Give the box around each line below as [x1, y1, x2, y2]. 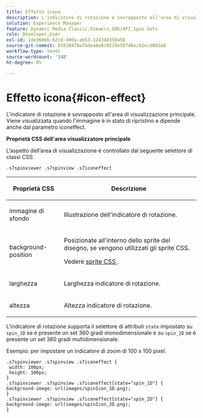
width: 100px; [8, 364, 45, 371]
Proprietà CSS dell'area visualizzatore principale [6, 136, 131, 143]
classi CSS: [6, 154, 34, 161]
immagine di [9, 207, 44, 215]
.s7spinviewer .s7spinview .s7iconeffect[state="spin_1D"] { [6, 380, 164, 387]
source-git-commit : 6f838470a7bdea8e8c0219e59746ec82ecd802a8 [6, 43, 166, 49]
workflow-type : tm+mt [6, 48, 61, 54]
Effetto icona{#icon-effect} [6, 91, 146, 105]
